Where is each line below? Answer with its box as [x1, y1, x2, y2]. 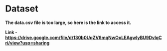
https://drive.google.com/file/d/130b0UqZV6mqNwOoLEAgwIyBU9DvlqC [5, 34, 162, 40]
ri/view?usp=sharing [5, 39, 50, 45]
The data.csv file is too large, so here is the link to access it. [5, 19, 132, 25]
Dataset [5, 3, 38, 14]
